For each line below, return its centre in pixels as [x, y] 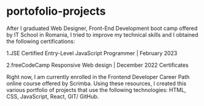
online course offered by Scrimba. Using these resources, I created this [96, 83]
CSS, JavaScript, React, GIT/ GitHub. [53, 96]
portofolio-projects [56, 11]
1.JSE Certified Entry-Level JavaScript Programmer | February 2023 [92, 53]
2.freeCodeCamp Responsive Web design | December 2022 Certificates [97, 65]
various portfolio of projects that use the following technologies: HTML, [96, 89]
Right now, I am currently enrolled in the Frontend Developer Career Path [98, 77]
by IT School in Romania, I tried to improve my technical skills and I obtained [102, 34]
